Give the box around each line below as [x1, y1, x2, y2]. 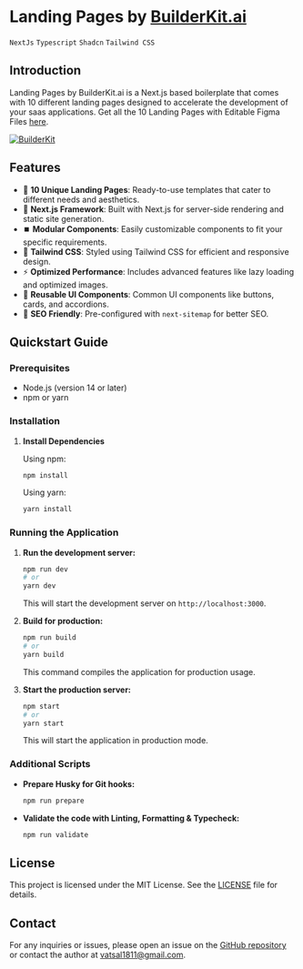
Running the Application [9, 526, 119, 539]
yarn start [22, 719, 65, 728]
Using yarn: [22, 487, 66, 498]
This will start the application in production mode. [22, 735, 209, 746]
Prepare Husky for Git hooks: [22, 778, 135, 789]
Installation [9, 415, 61, 428]
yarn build [22, 650, 65, 659]
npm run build [22, 633, 76, 642]
